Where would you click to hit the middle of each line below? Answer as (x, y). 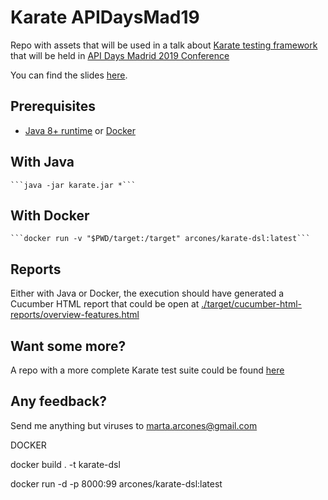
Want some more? (68, 346)
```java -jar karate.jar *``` (73, 185)
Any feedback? (59, 401)
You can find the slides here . (69, 75)
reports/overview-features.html (75, 315)
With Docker (50, 215)
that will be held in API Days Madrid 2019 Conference (120, 55)
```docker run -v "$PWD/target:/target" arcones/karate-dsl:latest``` (160, 239)
